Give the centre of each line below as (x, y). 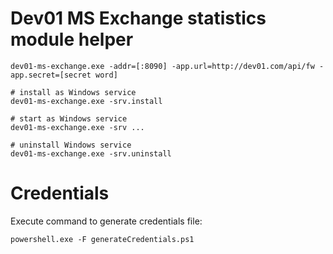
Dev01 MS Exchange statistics (138, 18)
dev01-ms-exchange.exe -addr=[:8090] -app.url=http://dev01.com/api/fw (162, 66)
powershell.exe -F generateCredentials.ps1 (102, 239)
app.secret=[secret (51, 75)
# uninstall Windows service (71, 145)
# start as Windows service (69, 118)
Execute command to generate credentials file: (106, 221)
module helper (72, 39)
